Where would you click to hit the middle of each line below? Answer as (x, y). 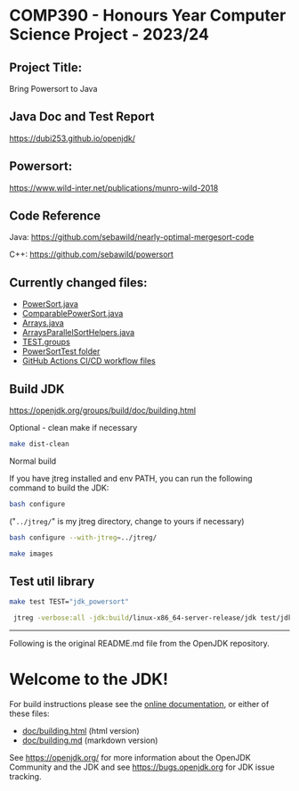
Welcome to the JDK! (89, 680)
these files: (30, 713)
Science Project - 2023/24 (109, 34)
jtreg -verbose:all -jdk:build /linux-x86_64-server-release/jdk (134, 618)
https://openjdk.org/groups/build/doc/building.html (103, 410)
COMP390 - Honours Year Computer (148, 16)
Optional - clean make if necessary (73, 428)
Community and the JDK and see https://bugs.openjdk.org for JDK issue (142, 767)
